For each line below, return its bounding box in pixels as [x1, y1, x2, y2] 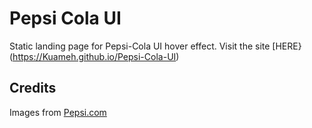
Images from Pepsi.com [9, 106, 107, 118]
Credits [9, 80, 57, 97]
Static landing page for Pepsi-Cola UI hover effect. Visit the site [9, 40, 271, 52]
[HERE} [272, 40, 302, 52]
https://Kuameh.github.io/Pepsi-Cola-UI [12, 50, 177, 62]
